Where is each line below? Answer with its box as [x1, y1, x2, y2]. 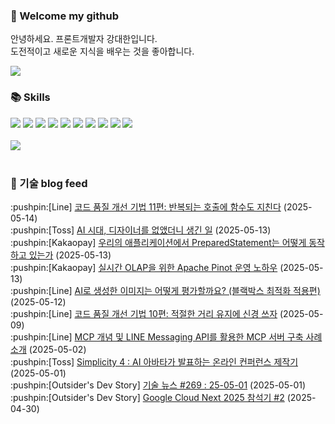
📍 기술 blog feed [10, 176, 88, 190]
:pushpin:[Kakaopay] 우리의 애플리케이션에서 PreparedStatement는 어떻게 [10, 236, 307, 248]
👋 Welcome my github [10, 9, 120, 23]
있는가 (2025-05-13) [28, 249, 112, 261]
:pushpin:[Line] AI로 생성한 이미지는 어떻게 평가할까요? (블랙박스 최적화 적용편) [10, 284, 321, 296]
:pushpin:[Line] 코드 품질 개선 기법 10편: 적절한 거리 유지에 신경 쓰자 [10, 307, 278, 319]
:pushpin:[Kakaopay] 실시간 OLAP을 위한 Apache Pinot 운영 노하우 [10, 261, 278, 273]
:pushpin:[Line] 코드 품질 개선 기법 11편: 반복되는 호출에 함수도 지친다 [10, 200, 282, 213]
